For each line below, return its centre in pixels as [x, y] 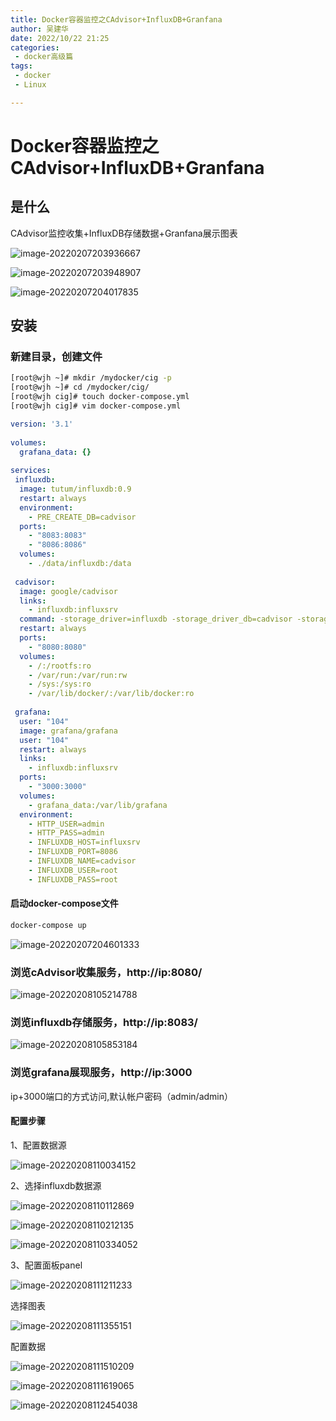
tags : [21, 66]
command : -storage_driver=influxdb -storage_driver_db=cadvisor [156, 619]
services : [31, 471]
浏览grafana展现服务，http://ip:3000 [101, 1073]
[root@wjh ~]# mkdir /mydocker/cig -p [91, 378]
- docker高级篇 [44, 57]
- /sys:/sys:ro [60, 684]
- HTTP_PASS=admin [66, 833]
